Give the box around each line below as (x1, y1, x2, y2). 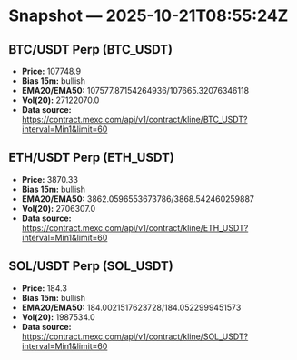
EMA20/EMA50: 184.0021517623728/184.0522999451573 (21, 302, 242, 313)
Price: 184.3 (21, 283, 67, 294)
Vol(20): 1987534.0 (21, 311, 96, 323)
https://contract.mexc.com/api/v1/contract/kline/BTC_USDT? (21, 115, 248, 125)
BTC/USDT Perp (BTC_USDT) (8, 42, 173, 57)
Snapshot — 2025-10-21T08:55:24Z (8, 5, 289, 26)
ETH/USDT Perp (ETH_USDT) (8, 150, 174, 165)
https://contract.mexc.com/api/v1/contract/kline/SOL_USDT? (21, 331, 249, 342)
